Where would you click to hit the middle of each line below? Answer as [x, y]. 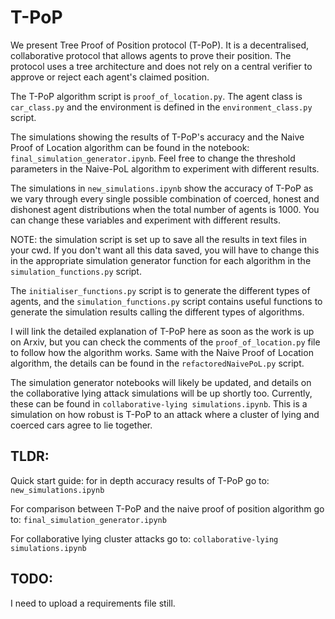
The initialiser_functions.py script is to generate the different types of [160, 290]
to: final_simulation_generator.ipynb [88, 519]
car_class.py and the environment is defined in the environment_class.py [161, 107]
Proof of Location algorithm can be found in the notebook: [130, 147]
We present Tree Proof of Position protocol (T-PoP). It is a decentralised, [160, 45]
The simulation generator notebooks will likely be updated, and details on [161, 382]
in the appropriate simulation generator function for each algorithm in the [161, 260]
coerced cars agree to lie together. [81, 425]
